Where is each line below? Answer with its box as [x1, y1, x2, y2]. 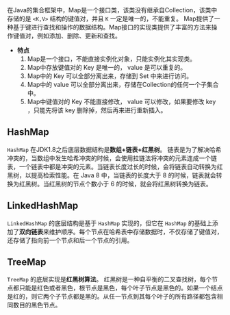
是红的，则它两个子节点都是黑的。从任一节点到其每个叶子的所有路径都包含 [7, 292, 217, 301]
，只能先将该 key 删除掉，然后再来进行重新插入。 [27, 106, 167, 114]
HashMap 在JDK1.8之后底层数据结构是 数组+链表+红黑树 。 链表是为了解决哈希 [7, 145, 222, 153]
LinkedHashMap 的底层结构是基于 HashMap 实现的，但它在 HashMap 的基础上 [7, 218, 213, 227]
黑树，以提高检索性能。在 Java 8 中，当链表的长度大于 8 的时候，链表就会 [7, 171, 217, 179]
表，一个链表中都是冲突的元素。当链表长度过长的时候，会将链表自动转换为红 [7, 162, 223, 171]
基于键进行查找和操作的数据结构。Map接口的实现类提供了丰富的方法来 [12, 23, 212, 31]
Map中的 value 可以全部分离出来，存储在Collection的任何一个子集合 [27, 81, 219, 88]
